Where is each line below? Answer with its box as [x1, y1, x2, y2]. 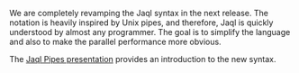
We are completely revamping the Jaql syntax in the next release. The [9, 8, 268, 18]
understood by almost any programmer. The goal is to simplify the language [9, 27, 291, 37]
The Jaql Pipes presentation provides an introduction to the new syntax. [9, 54, 276, 64]
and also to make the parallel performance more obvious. [9, 36, 222, 47]
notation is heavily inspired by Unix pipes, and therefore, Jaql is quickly [9, 17, 274, 28]
